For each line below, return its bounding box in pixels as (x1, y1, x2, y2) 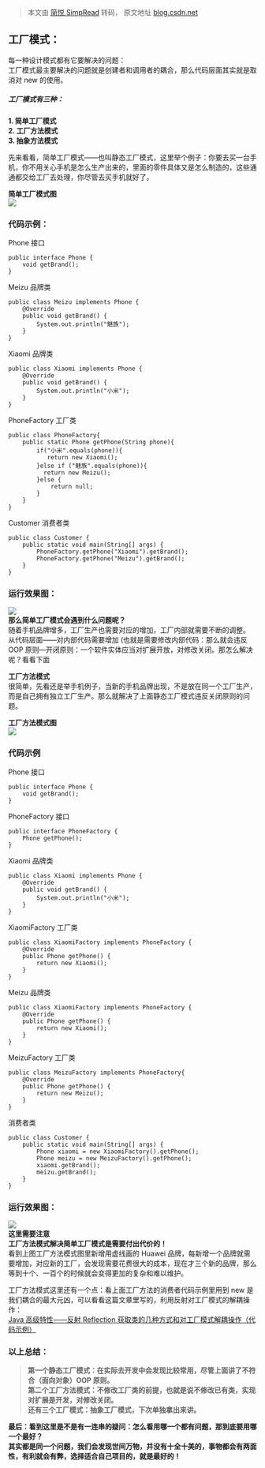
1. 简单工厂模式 (8, 116, 57, 125)
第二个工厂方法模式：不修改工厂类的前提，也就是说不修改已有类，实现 (27, 1385, 256, 1395)
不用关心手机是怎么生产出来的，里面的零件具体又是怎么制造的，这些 (28, 162, 250, 172)
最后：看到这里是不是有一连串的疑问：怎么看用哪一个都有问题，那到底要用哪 (8, 1422, 257, 1432)
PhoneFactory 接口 (8, 811, 69, 821)
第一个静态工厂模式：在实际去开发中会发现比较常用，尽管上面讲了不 (27, 1365, 249, 1376)
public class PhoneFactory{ (8, 432, 101, 440)
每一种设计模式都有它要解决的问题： (8, 55, 126, 65)
